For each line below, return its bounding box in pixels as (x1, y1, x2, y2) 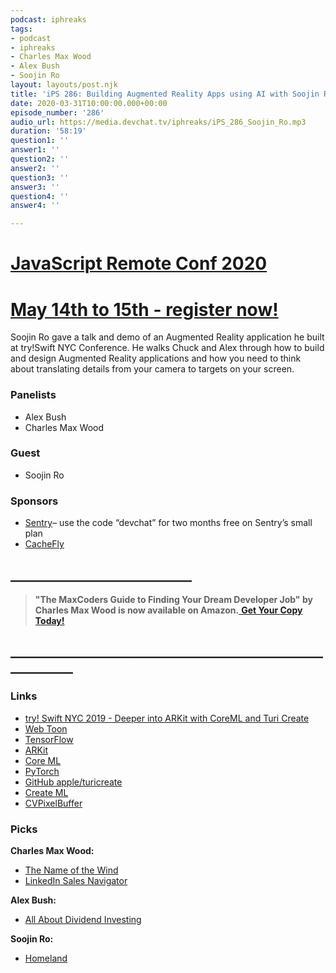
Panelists (10, 388, 57, 402)
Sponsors (10, 494, 59, 508)
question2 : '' (10, 154, 70, 164)
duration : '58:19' (10, 126, 87, 136)
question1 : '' (10, 136, 70, 146)
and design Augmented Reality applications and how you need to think (10, 352, 302, 365)
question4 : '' (10, 191, 70, 201)
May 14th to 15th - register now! (10, 298, 279, 321)
